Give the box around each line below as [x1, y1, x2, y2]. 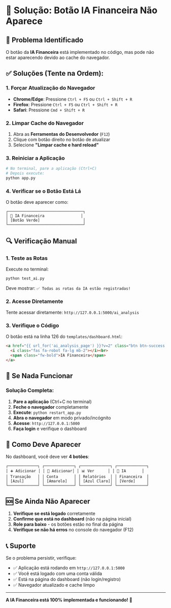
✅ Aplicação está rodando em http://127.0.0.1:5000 [13, 564, 125, 571]
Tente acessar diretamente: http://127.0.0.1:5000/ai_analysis [6, 310, 139, 316]
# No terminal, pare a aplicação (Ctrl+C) [6, 166, 97, 171]
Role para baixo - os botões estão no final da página [13, 521, 123, 528]
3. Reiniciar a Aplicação [6, 155, 65, 162]
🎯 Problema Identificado [6, 36, 84, 44]
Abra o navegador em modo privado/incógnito [13, 414, 111, 421]
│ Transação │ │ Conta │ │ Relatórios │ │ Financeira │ [6, 474, 149, 479]
